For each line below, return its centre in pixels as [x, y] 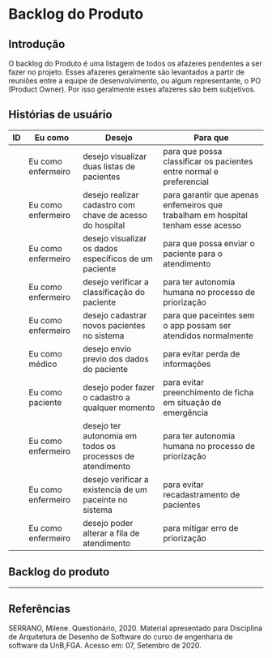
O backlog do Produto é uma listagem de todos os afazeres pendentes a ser [136, 63]
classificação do [114, 292]
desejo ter [102, 425]
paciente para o [193, 254]
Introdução [37, 44]
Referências [40, 609]
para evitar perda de [202, 353]
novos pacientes [114, 325]
